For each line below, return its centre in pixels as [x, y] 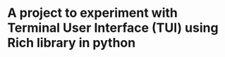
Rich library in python [72, 43]
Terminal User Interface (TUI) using [113, 28]
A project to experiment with [92, 13]
